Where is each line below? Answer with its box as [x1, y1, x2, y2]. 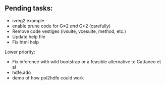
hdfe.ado [12, 69, 31, 75]
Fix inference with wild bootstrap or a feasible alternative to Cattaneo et [12, 58, 161, 65]
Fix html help [12, 39, 39, 45]
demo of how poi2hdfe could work [12, 74, 84, 80]
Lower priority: [5, 49, 35, 55]
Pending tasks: [5, 4, 53, 13]
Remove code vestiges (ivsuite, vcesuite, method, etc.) [12, 28, 127, 34]
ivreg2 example [12, 17, 45, 23]
